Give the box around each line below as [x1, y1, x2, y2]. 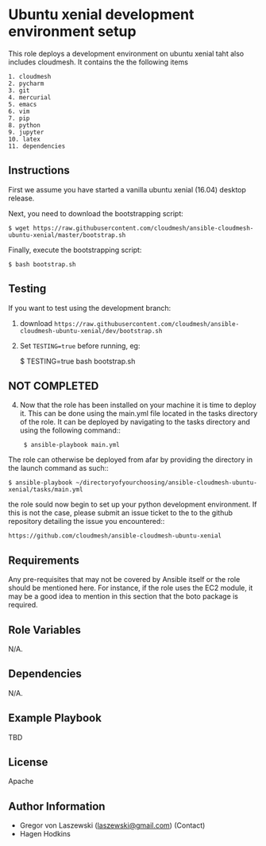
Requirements [8, 553, 79, 567]
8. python [8, 121, 41, 129]
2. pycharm [8, 80, 44, 87]
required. [8, 600, 38, 610]
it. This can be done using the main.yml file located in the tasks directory [19, 409, 258, 418]
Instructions [8, 164, 70, 177]
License [8, 755, 48, 769]
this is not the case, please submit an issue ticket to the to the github [8, 508, 233, 518]
